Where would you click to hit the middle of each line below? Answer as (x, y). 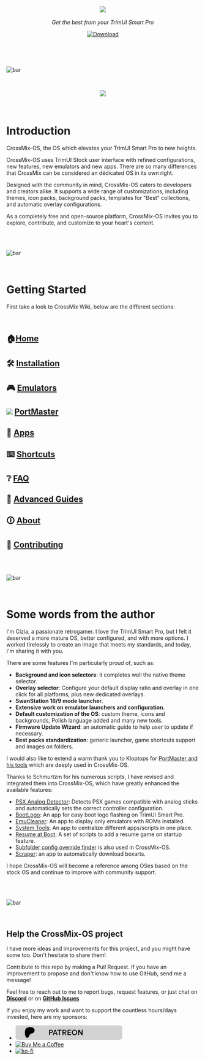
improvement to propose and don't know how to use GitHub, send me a (96, 973)
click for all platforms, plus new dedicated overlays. (80, 694)
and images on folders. (44, 747)
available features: (30, 790)
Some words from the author (80, 614)
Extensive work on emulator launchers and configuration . (90, 707)
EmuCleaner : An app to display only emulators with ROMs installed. (100, 821)
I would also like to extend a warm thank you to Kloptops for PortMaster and (102, 759)
